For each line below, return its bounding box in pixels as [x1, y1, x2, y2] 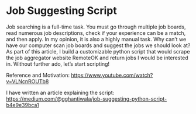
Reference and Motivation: [6, 72, 70, 79]
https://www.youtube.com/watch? [71, 72, 153, 79]
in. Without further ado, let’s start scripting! [6, 60, 110, 67]
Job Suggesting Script [6, 4, 117, 17]
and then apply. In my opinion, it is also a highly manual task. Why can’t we [6, 35, 187, 42]
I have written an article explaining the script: [6, 89, 115, 96]
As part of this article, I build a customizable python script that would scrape [6, 48, 190, 55]
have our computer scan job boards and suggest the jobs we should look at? [6, 42, 191, 49]
